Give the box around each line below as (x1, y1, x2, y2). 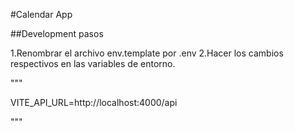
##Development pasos (10, 28, 104, 39)
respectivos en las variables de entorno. (10, 58, 176, 69)
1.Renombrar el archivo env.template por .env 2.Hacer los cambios (10, 47, 284, 59)
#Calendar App (10, 9, 73, 20)
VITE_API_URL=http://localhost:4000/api (10, 97, 178, 108)
